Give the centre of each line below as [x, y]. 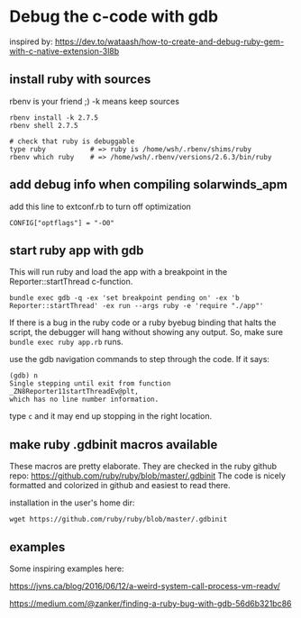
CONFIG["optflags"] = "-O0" [62, 223]
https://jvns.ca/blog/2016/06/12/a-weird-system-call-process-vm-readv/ [145, 586]
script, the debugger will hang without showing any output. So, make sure [146, 332]
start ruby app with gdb [77, 250]
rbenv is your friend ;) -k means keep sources [95, 101]
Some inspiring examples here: [67, 568]
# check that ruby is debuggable [72, 141]
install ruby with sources [80, 80]
